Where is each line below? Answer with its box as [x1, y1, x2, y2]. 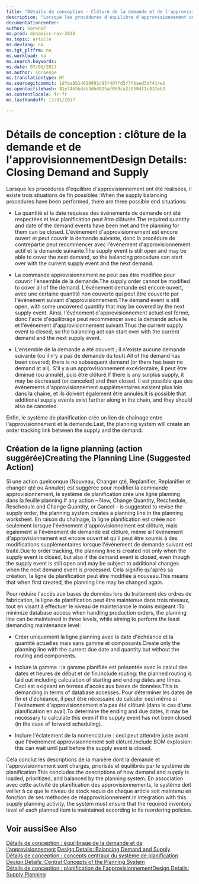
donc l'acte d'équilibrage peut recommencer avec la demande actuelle [14, 315, 188, 322]
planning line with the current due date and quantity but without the [14, 646, 179, 653]
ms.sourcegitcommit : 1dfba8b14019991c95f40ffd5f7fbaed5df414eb [6, 81, 166, 87]
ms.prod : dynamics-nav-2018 [6, 31, 76, 37]
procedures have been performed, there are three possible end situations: [6, 198, 187, 205]
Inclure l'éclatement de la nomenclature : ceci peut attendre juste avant [14, 732, 188, 739]
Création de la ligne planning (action [6, 443, 143, 454]
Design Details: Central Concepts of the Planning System [6, 858, 145, 866]
